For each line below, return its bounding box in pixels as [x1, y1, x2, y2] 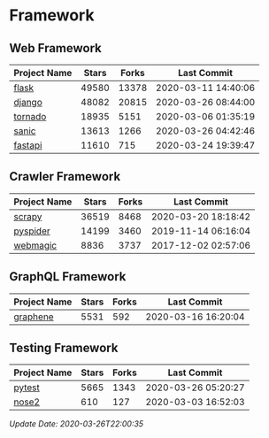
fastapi [13, 139, 42, 151]
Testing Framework [9, 341, 119, 356]
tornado [13, 111, 47, 122]
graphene [13, 311, 55, 323]
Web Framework [9, 41, 102, 56]
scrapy [13, 210, 42, 222]
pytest [13, 381, 40, 394]
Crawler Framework [9, 169, 121, 184]
